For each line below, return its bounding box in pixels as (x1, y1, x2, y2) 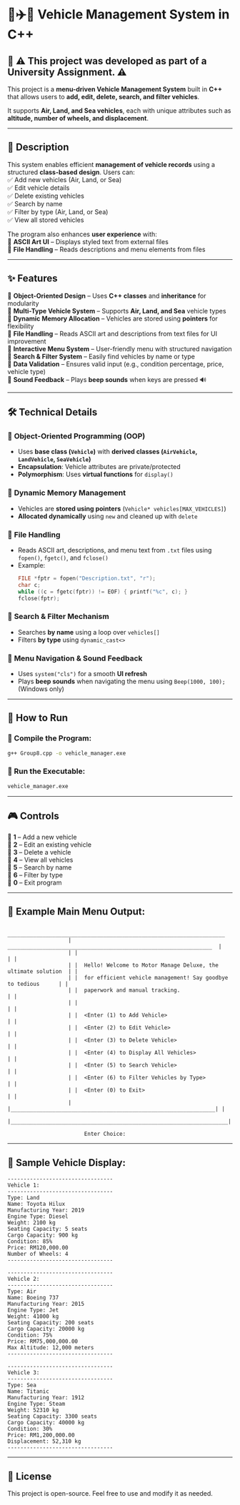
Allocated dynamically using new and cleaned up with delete (17, 512, 198, 520)
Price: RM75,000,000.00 (7, 1338, 79, 1345)
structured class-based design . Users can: (7, 168, 136, 176)
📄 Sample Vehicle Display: (7, 1157, 126, 1169)
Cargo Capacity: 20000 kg (7, 1326, 84, 1333)
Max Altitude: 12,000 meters (7, 1344, 94, 1352)
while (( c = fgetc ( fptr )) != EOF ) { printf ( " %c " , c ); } (17, 588, 188, 595)
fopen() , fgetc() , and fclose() (17, 553, 109, 562)
